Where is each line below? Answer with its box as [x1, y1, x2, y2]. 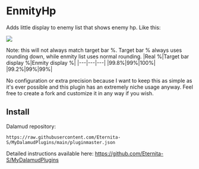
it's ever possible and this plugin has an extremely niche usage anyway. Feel [6, 83, 193, 90]
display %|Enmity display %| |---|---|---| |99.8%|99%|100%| [6, 59, 156, 66]
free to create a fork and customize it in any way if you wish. [6, 89, 154, 96]
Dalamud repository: [6, 123, 56, 130]
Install [6, 107, 30, 117]
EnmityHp [6, 4, 56, 18]
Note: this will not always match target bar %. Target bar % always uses [6, 46, 182, 54]
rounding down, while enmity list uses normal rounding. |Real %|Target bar [6, 52, 189, 60]
